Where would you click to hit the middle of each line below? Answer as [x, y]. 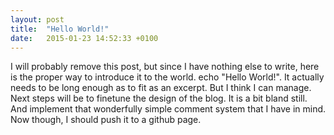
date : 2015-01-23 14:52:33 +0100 [84, 38]
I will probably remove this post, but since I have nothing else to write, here [165, 67]
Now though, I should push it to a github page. [106, 120]
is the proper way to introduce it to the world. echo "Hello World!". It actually [167, 77]
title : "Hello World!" [60, 29]
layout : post [37, 19]
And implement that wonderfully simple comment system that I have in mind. [168, 109]
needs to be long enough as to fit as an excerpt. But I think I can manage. [161, 88]
